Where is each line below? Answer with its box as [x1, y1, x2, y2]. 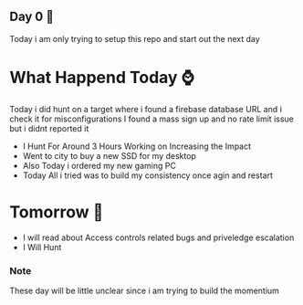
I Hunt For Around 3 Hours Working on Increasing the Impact [22, 141, 252, 152]
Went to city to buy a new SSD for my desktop [22, 150, 196, 161]
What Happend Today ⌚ [9, 68, 194, 88]
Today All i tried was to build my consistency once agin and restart [22, 170, 274, 181]
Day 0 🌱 [9, 9, 55, 25]
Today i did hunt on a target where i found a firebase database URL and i [9, 103, 283, 114]
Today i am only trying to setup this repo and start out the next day [9, 33, 260, 44]
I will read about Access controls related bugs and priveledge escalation [22, 232, 295, 243]
